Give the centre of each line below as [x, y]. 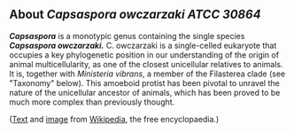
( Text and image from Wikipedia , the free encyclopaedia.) [114, 119]
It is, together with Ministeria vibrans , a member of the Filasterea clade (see [147, 74]
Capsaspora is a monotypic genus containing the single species [127, 35]
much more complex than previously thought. [92, 102]
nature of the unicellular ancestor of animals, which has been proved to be [145, 92]
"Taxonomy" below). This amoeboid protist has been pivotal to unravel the [145, 82]
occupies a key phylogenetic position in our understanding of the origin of [144, 55]
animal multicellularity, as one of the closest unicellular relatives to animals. [146, 64]
